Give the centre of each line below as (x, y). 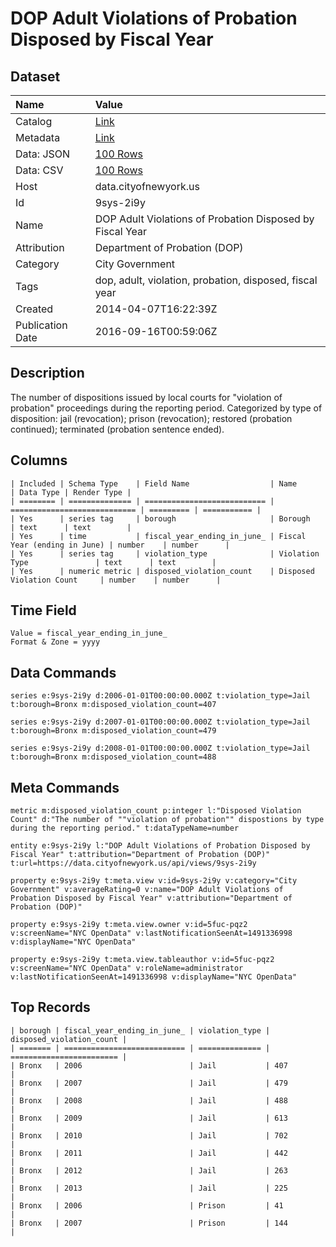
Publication (41, 325)
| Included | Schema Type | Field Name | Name (154, 483)
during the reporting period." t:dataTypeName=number (125, 828)
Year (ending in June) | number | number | (120, 545)
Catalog (34, 121)
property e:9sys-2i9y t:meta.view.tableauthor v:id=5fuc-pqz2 (142, 960)
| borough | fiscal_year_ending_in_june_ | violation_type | (140, 1030)
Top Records (50, 1007)
